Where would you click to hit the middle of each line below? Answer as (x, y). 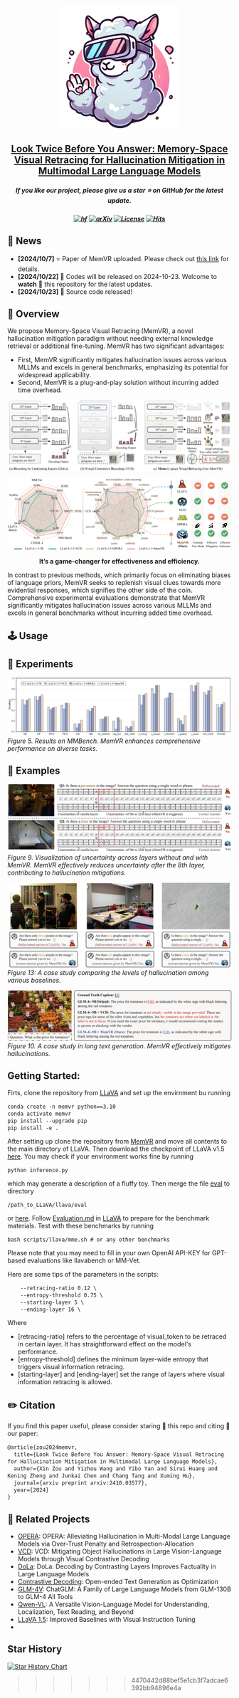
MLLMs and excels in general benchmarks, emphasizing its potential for (123, 367)
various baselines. (34, 980)
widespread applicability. (54, 375)
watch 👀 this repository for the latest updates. (85, 284)
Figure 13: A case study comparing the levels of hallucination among (108, 972)
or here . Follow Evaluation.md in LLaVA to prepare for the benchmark (108, 1218)
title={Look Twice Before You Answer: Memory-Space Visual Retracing (119, 1455)
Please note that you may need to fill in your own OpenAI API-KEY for (109, 1253)
